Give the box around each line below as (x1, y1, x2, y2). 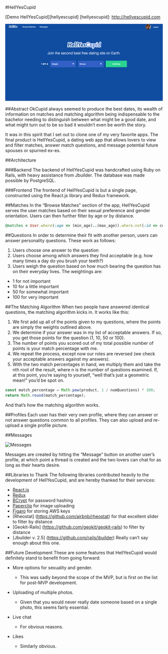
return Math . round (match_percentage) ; (5, 393, 86, 398)
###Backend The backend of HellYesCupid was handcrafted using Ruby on (5, 167, 161, 173)
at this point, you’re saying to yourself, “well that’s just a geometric (12, 372, 149, 378)
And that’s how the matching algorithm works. (5, 402, 100, 408)
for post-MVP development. (19, 579, 77, 585)
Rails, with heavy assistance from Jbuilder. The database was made (5, 172, 145, 178)
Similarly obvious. (19, 643, 56, 649)
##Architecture (5, 157, 36, 163)
